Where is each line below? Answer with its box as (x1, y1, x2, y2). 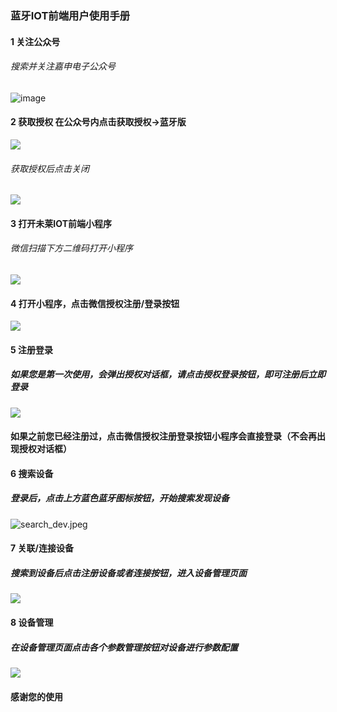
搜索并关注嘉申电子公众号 (10, 60, 116, 72)
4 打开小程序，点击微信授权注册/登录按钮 (10, 297, 180, 309)
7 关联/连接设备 (10, 542, 74, 554)
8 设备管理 (10, 617, 54, 628)
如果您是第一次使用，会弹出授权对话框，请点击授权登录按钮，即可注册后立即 (10, 368, 326, 381)
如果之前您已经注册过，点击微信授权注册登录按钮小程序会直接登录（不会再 (10, 430, 317, 442)
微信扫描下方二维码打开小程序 (10, 242, 133, 254)
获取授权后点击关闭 (10, 162, 90, 174)
